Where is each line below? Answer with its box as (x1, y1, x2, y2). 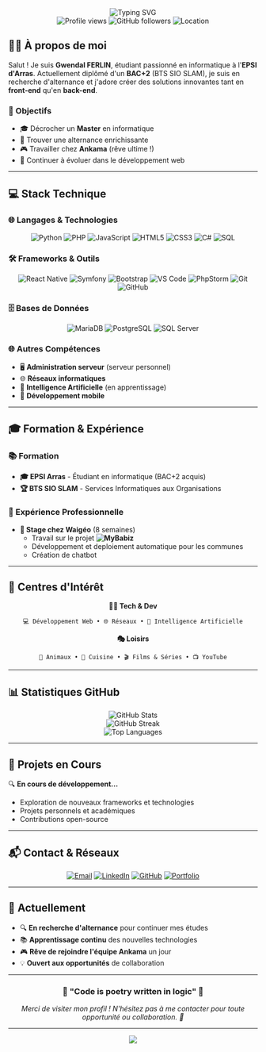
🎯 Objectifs (8, 105, 52, 116)
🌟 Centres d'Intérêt (8, 581, 104, 594)
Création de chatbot (31, 550, 97, 559)
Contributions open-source (19, 815, 108, 824)
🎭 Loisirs (116, 634, 150, 643)
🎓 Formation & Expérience (8, 422, 144, 436)
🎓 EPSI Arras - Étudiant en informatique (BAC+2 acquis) (19, 472, 207, 482)
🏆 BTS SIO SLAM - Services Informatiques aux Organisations (19, 484, 222, 493)
